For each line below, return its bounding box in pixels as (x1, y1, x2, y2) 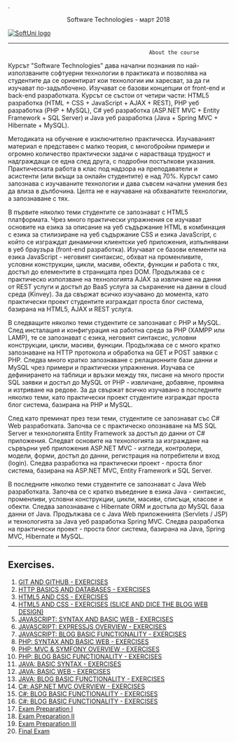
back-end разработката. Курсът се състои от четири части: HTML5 (8, 91, 209, 100)
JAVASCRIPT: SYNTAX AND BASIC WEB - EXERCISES (18, 615, 174, 623)
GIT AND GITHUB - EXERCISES (18, 578, 109, 586)
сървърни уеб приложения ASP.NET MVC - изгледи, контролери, (8, 444, 203, 452)
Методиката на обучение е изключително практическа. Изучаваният (8, 135, 216, 143)
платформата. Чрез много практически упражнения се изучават (8, 216, 202, 223)
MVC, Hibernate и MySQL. (8, 532, 85, 541)
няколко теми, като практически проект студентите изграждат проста (8, 393, 219, 402)
